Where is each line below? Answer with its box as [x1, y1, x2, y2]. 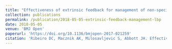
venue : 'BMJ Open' [5, 27, 45, 32]
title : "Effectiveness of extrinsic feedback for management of [5, 7, 145, 13]
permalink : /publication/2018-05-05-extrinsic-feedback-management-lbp [5, 17, 161, 22]
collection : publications [5, 12, 60, 17]
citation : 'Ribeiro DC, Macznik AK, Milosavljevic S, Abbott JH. [5, 36, 147, 41]
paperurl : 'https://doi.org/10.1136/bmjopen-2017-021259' [5, 31, 132, 36]
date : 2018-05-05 [5, 21, 42, 27]
